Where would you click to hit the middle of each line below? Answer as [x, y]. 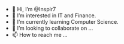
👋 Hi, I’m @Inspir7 [34, 9]
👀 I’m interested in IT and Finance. [54, 15]
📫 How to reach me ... [40, 35]
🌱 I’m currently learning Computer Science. [65, 22]
